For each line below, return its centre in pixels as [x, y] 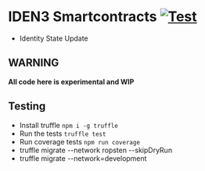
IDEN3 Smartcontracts [83, 17]
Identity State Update [54, 38]
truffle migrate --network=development [83, 158]
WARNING [34, 63]
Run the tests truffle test [63, 134]
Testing [27, 107]
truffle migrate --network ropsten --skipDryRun [96, 150]
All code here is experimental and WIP [71, 81]
